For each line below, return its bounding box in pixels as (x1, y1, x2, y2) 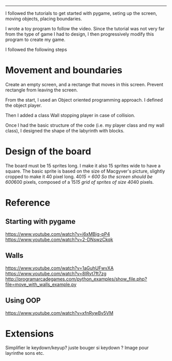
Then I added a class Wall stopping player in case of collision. (5, 112, 136, 118)
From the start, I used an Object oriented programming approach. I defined (5, 97, 163, 103)
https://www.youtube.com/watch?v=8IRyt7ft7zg (5, 270, 106, 276)
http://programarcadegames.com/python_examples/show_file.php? (5, 276, 147, 282)
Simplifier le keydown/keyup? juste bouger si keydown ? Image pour (5, 345, 149, 351)
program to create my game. (5, 36, 66, 43)
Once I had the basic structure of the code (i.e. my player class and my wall (5, 122, 165, 128)
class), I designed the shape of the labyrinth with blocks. (5, 127, 124, 134)
